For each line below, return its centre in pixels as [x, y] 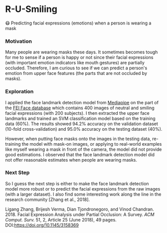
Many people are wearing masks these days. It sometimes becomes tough [82, 52]
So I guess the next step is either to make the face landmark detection [77, 184]
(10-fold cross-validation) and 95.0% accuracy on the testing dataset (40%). [84, 129]
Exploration [19, 92]
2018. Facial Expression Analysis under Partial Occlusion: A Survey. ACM [80, 214]
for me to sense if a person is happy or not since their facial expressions [79, 57]
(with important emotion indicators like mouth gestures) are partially [75, 63]
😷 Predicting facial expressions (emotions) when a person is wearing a [78, 23]
